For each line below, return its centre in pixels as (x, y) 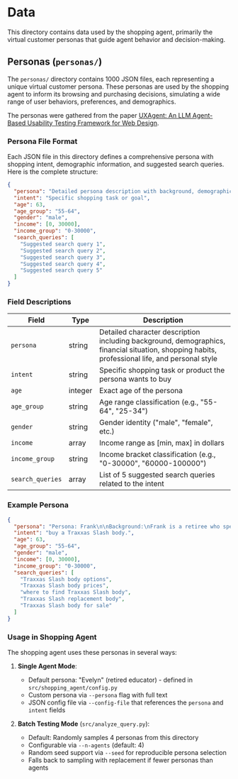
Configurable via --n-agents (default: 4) (86, 745)
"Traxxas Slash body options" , (66, 579)
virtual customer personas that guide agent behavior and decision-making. (117, 39)
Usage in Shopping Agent (52, 637)
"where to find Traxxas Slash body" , (76, 592)
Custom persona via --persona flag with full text (98, 695)
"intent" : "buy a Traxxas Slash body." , (74, 533)
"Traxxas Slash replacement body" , (73, 599)
